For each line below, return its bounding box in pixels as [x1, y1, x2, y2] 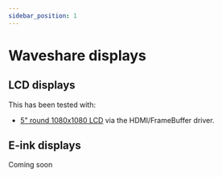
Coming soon [8, 160, 53, 170]
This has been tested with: [8, 100, 97, 109]
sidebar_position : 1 [8, 11, 78, 20]
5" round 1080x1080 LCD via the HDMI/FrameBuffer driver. [19, 115, 215, 125]
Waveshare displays [8, 46, 147, 64]
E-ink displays [8, 138, 82, 153]
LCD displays [8, 78, 76, 93]
